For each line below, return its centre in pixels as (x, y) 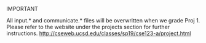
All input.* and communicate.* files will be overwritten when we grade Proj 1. (103, 20)
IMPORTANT (22, 9)
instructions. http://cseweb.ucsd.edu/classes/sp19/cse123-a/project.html (99, 33)
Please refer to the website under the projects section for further (88, 27)
